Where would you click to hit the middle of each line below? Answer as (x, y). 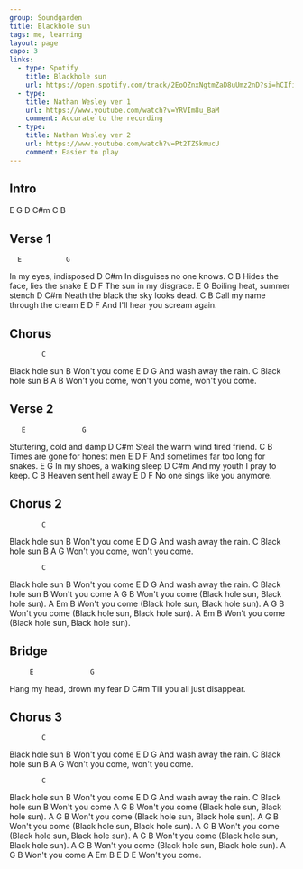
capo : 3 (24, 51)
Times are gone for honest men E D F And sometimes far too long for (138, 456)
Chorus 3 (36, 717)
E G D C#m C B (37, 210)
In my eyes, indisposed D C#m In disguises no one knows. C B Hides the (144, 276)
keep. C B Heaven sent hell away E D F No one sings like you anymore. (141, 475)
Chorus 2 (36, 504)
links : (22, 60)
